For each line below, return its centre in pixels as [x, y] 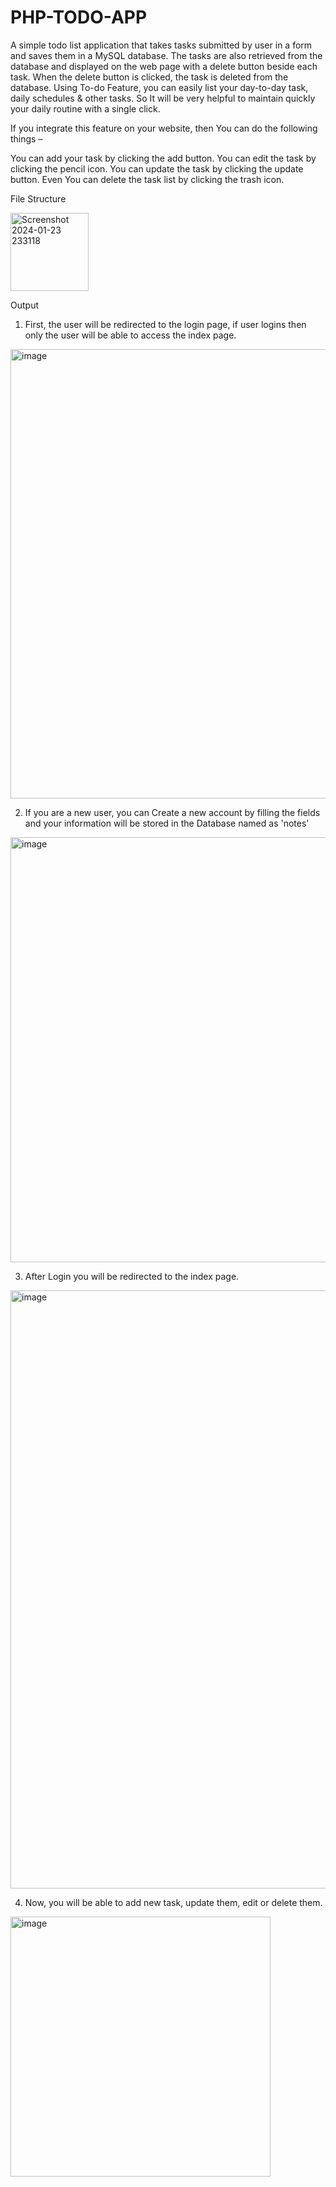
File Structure [38, 198]
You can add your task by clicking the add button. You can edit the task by [163, 158]
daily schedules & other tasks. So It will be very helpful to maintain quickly [163, 98]
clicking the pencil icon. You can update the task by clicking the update [157, 168]
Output [24, 305]
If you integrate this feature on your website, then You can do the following [164, 128]
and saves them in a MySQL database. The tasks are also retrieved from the [166, 55]
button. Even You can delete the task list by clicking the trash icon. [147, 179]
